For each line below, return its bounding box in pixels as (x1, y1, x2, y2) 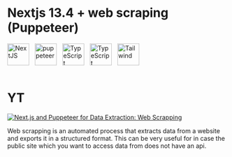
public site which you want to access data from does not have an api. (7, 142, 207, 150)
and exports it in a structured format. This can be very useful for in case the (7, 134, 226, 142)
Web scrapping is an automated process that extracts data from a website (7, 126, 220, 135)
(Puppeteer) (7, 20, 79, 36)
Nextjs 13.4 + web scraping (7, 5, 169, 21)
